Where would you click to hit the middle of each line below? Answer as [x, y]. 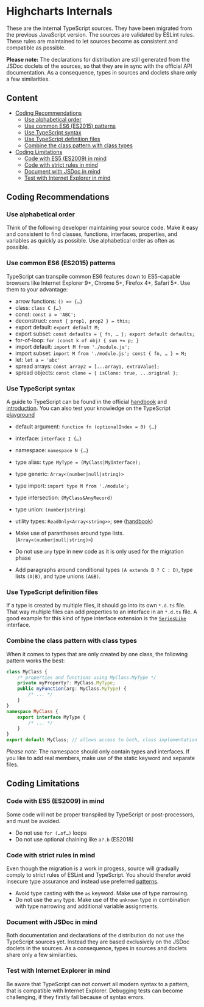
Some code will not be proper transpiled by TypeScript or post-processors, [100, 815]
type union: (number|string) [51, 510]
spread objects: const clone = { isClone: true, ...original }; [97, 372]
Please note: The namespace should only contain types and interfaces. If [98, 752]
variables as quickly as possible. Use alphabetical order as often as [91, 241]
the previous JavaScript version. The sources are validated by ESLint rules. [100, 34]
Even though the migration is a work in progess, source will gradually [93, 868]
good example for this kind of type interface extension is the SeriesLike [97, 618]
